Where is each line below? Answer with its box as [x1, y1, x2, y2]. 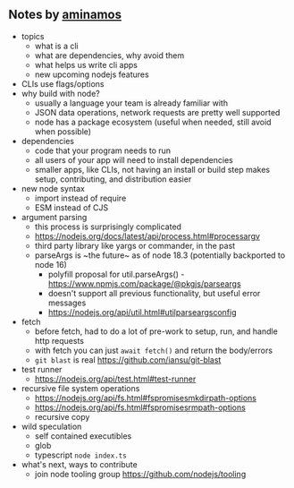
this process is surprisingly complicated [34, 221, 182, 232]
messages [47, 297, 87, 308]
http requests [34, 335, 84, 346]
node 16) [34, 259, 68, 270]
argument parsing [21, 211, 88, 222]
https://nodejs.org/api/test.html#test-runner [34, 373, 197, 384]
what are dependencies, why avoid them [34, 49, 185, 61]
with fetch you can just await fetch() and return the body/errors [34, 345, 273, 355]
